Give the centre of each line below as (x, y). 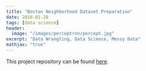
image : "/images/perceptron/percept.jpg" (63, 34)
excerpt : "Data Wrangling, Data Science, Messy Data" (74, 39)
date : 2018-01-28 (27, 17)
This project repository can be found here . (57, 61)
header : (16, 28)
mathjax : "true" (26, 45)
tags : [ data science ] (33, 22)
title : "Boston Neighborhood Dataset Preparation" (69, 12)
